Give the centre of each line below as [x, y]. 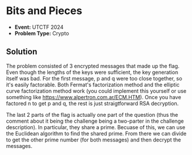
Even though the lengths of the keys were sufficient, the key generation [92, 72]
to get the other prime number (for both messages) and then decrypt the [94, 140]
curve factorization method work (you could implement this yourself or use [96, 91]
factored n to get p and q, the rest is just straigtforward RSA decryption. [92, 103]
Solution [22, 52]
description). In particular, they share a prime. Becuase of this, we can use [96, 127]
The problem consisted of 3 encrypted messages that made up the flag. [93, 66]
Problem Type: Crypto [42, 33]
